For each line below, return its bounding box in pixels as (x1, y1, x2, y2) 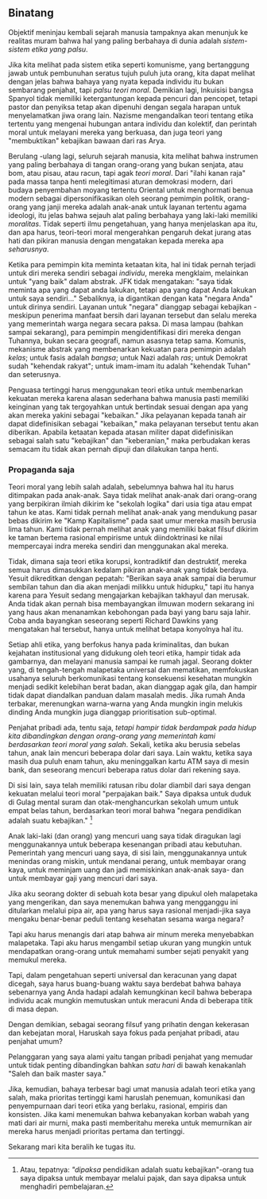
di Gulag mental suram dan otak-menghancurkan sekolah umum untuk (8, 797, 239, 807)
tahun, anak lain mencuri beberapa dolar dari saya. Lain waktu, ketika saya (8, 748, 253, 758)
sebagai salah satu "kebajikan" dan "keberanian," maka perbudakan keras (8, 435, 250, 445)
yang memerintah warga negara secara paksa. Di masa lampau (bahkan (8, 318, 244, 329)
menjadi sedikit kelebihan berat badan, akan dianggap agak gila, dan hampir (8, 682, 257, 691)
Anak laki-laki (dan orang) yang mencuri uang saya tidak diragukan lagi (8, 831, 242, 840)
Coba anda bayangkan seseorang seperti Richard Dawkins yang (8, 616, 219, 625)
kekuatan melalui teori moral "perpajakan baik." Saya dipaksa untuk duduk (8, 789, 252, 799)
